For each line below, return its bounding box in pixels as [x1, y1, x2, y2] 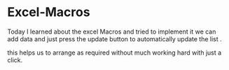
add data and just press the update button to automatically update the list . [7, 34, 222, 43]
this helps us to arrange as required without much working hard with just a [7, 48, 222, 57]
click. [7, 55, 23, 64]
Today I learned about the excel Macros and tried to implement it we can [7, 27, 216, 36]
